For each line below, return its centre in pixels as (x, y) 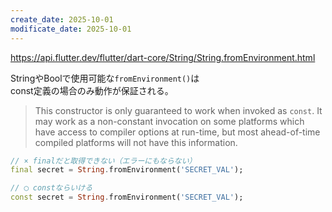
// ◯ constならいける (51, 188)
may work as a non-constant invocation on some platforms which (169, 121)
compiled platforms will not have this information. (136, 142)
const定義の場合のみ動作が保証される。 (92, 90)
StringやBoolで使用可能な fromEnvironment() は (105, 78)
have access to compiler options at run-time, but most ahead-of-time (177, 132)
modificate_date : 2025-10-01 (71, 29)
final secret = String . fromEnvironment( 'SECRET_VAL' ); (127, 170)
